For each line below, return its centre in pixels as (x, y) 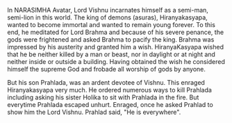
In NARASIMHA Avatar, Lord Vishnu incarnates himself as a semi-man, (108, 10)
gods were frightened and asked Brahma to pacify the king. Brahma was (111, 40)
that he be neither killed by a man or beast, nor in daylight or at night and (111, 54)
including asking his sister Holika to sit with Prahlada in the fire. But (103, 97)
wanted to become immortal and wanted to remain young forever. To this (111, 25)
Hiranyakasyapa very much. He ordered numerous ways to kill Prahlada (109, 90)
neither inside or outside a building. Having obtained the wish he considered (116, 61)
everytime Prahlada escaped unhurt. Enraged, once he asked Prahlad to (110, 105)
